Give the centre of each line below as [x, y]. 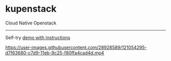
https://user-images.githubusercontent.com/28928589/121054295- [76, 47]
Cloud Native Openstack [31, 23]
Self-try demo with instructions [38, 37]
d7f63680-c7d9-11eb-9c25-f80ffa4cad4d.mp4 [55, 53]
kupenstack [31, 9]
